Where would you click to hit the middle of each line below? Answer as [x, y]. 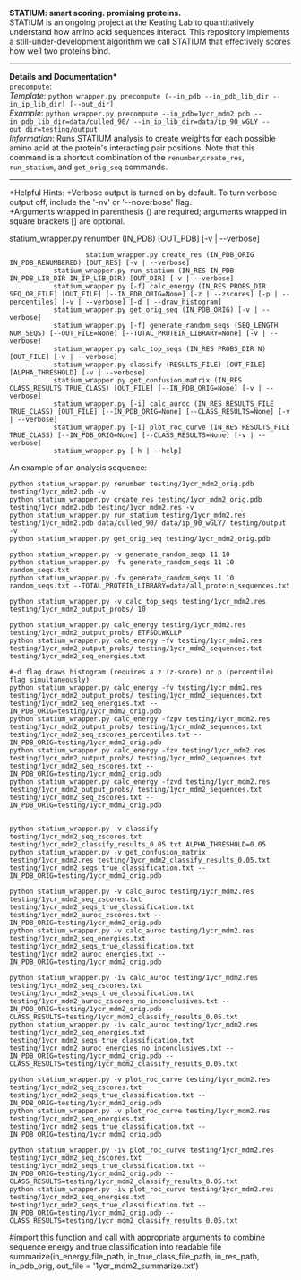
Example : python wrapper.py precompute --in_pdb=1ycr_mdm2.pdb [130, 113]
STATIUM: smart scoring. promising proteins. [95, 13]
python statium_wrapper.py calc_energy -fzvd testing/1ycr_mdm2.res [140, 782]
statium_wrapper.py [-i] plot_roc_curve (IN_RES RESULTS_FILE [172, 427]
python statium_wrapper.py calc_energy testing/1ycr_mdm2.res [128, 625]
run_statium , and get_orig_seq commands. [89, 167]
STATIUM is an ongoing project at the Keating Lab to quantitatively [132, 22]
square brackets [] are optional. [67, 221]
